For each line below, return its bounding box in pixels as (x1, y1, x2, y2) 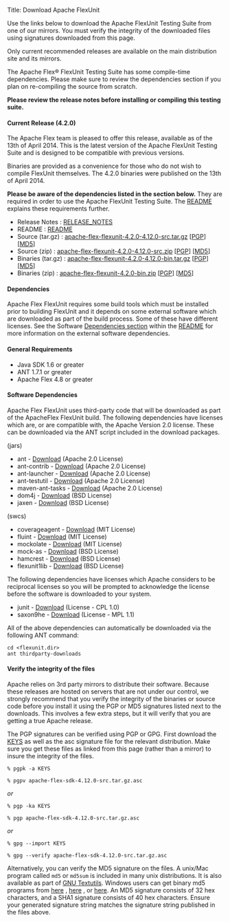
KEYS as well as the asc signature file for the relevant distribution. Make (7, 738, 211, 746)
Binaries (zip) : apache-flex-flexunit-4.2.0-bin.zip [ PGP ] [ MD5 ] (16, 269, 194, 277)
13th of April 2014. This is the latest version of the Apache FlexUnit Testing (7, 141, 218, 150)
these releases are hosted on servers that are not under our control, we (7, 687, 209, 696)
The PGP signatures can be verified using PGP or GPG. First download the (7, 730, 217, 738)
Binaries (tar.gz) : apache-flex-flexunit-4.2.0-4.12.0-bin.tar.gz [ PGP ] (16, 255, 209, 263)
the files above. (7, 908, 51, 916)
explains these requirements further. (7, 204, 110, 213)
